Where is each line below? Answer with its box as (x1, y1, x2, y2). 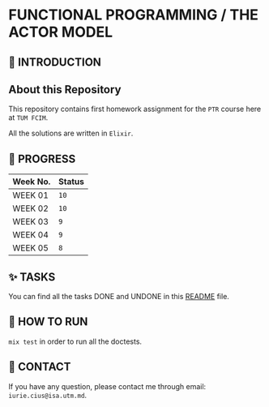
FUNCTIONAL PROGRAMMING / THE (8, 6, 259, 24)
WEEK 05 (12, 242, 49, 254)
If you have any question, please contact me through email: (8, 381, 207, 391)
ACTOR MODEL (8, 23, 113, 41)
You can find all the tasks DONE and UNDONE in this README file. (8, 292, 229, 302)
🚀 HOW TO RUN (8, 315, 88, 329)
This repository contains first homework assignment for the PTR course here (8, 104, 262, 114)
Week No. (12, 176, 51, 187)
